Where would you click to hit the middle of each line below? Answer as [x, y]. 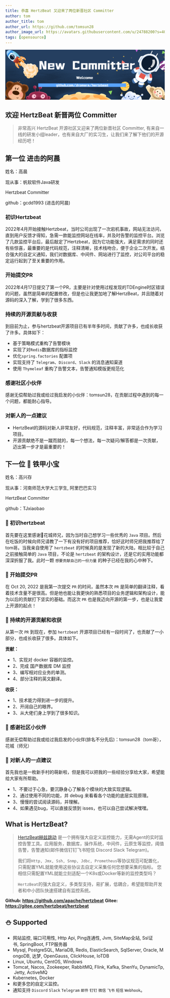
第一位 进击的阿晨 [33, 158]
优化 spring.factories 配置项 [42, 356]
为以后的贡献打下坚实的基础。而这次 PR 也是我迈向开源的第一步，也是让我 [82, 600]
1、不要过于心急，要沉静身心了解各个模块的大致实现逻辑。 [73, 789]
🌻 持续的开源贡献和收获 [34, 620]
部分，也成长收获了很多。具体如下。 [43, 638]
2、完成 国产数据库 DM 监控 [41, 666]
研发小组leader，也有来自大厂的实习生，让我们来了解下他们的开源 [95, 135]
